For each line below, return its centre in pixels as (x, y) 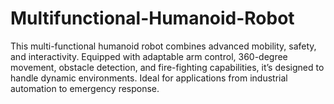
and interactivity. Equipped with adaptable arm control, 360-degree (149, 56)
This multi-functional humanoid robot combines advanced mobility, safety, (163, 46)
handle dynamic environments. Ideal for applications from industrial (149, 78)
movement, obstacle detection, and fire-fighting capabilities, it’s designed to (167, 67)
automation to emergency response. (85, 88)
